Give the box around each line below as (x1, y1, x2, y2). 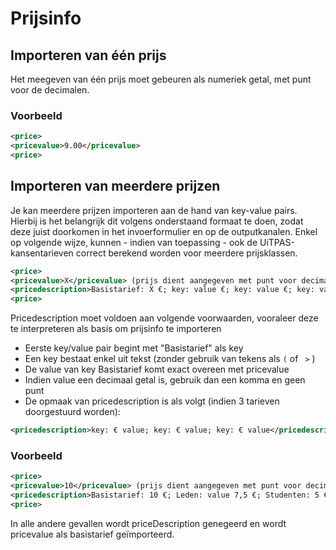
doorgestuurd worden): (24, 406, 121, 418)
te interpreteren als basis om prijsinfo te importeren (10, 323, 222, 335)
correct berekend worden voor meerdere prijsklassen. (75, 247, 298, 259)
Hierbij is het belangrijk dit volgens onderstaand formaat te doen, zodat (10, 215, 304, 227)
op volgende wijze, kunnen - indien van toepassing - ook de (10, 236, 258, 248)
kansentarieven (10, 247, 74, 259)
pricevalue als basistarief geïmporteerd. (10, 528, 175, 540)
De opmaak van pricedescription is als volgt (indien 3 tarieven (24, 395, 280, 407)
